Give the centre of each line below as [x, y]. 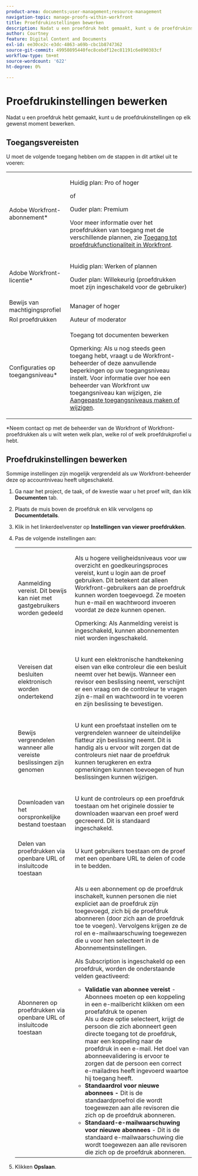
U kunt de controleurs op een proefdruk [129, 798]
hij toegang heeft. [109, 1078]
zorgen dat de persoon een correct [133, 1063]
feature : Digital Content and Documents [57, 39]
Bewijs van [24, 302]
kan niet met [35, 598]
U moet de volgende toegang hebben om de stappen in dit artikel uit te [92, 157]
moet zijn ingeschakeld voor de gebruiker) [128, 287]
